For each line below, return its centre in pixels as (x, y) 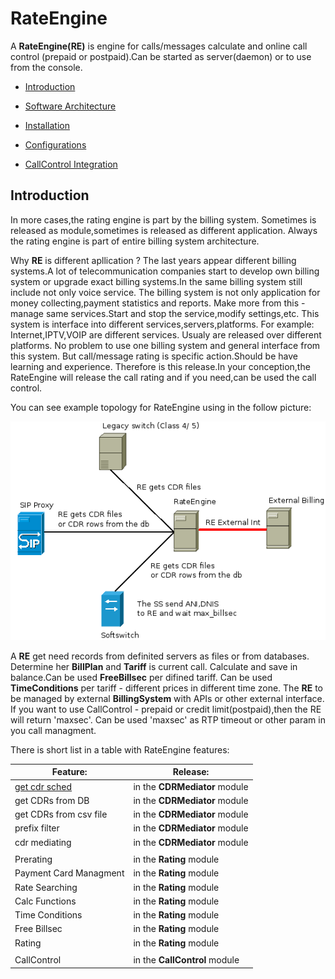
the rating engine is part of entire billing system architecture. (135, 241)
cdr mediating (43, 842)
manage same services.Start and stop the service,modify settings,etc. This (165, 313)
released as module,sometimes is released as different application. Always (164, 230)
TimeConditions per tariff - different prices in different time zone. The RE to (166, 688)
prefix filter (37, 828)
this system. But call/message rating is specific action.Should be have (154, 356)
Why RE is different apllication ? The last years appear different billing (153, 260)
